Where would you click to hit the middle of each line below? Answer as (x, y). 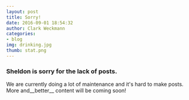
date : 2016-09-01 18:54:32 (40, 23)
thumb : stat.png (26, 51)
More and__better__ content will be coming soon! (66, 90)
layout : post (22, 12)
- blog (14, 39)
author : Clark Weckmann (36, 28)
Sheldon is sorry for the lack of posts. (62, 71)
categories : (21, 34)
